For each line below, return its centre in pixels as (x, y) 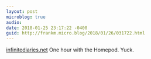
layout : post (22, 11)
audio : (14, 22)
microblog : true (26, 17)
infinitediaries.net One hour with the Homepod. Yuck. (70, 50)
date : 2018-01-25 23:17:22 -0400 (47, 28)
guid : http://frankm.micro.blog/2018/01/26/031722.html (75, 33)
